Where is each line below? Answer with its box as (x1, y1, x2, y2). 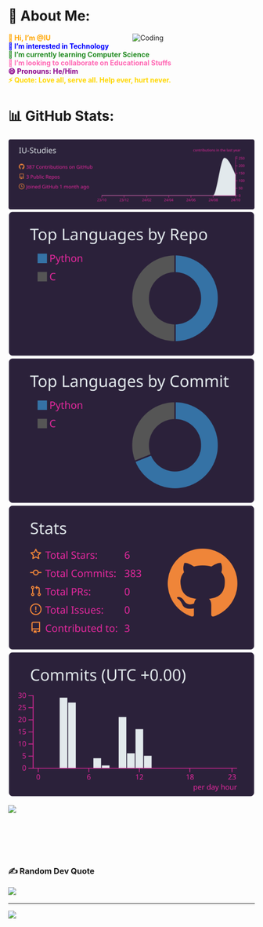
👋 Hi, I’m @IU (8, 33, 51, 42)
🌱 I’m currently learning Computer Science (8, 49, 150, 59)
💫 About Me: (8, 7, 91, 25)
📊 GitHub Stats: (8, 108, 115, 125)
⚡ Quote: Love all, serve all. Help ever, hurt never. (8, 75, 171, 85)
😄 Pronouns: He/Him (8, 66, 78, 75)
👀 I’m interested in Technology (8, 41, 110, 50)
